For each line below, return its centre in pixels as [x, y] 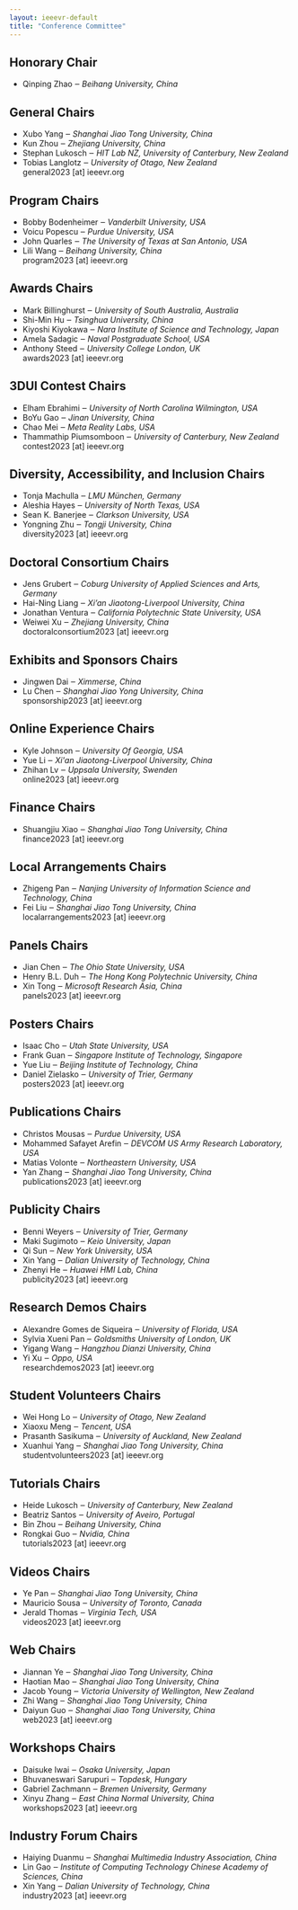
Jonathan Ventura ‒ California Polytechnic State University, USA [142, 613]
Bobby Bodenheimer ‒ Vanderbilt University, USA [114, 222]
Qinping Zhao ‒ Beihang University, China [100, 84]
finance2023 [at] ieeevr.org [73, 839]
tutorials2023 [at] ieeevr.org [74, 1543]
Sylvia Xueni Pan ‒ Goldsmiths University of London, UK [127, 1338]
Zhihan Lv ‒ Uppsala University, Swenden [100, 769]
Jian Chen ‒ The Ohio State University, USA [104, 967]
